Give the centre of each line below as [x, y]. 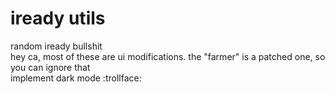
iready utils [58, 18]
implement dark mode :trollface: [76, 78]
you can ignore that [50, 67]
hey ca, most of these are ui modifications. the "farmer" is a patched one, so [168, 56]
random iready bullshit [56, 46]
